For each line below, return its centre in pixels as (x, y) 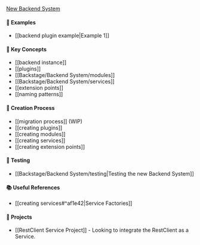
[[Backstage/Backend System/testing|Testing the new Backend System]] (104, 173)
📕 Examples (21, 22)
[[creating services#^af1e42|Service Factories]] (73, 203)
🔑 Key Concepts (26, 49)
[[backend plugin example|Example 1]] (62, 36)
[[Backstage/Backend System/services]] (64, 82)
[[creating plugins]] (39, 127)
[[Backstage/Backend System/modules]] (65, 75)
